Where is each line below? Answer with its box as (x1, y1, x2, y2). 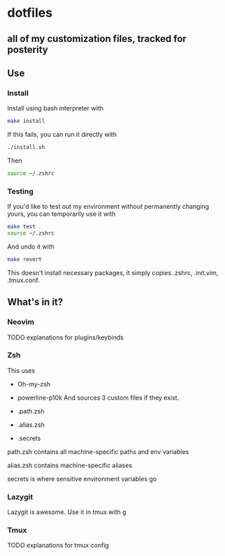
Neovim (7, 317, 35, 327)
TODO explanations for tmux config (7, 541, 110, 550)
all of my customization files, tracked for (7, 33, 187, 45)
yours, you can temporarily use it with (7, 210, 116, 218)
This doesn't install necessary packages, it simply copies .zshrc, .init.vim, (7, 268, 219, 277)
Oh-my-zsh (17, 379, 51, 388)
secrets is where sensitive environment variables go (7, 474, 157, 483)
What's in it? (7, 296, 64, 308)
